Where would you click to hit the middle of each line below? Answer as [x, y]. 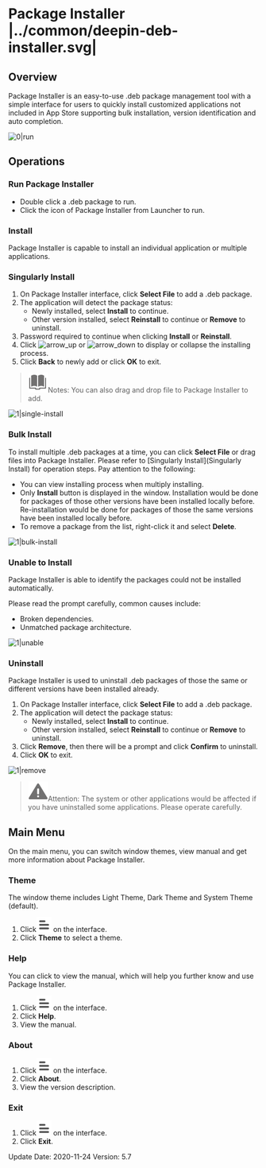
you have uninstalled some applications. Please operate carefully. [135, 807]
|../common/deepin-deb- [93, 31]
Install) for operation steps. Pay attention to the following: [102, 469]
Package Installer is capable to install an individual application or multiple [128, 248]
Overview [33, 77]
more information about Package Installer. [77, 860]
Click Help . [38, 1016]
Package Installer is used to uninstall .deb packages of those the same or [128, 681]
